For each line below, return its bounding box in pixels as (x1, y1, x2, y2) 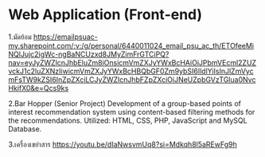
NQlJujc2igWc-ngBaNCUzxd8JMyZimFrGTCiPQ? (8, 49, 170, 59)
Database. (8, 124, 42, 133)
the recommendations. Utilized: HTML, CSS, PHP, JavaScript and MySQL (8, 116, 248, 125)
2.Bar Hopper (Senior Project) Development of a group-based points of (8, 98, 241, 108)
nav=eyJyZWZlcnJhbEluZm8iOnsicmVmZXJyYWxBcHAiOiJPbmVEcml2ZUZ (8, 57, 257, 67)
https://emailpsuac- (33, 32, 98, 41)
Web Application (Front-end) (8, 6, 203, 24)
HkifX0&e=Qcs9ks (8, 83, 69, 92)
